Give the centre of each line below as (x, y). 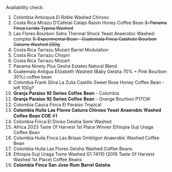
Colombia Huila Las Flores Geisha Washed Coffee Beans (73, 149)
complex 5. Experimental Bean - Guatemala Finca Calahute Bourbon (85, 39)
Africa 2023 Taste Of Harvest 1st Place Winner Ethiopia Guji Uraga (83, 127)
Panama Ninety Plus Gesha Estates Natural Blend (65, 66)
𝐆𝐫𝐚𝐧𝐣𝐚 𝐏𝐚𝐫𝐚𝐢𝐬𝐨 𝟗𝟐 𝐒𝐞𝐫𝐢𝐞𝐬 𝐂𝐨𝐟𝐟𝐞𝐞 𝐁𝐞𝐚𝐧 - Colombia (66, 93)
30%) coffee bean (33, 77)
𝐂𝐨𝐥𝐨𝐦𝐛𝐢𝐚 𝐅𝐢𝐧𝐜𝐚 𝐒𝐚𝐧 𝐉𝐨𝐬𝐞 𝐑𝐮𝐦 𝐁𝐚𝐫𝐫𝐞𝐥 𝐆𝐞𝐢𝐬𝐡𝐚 (62, 165)
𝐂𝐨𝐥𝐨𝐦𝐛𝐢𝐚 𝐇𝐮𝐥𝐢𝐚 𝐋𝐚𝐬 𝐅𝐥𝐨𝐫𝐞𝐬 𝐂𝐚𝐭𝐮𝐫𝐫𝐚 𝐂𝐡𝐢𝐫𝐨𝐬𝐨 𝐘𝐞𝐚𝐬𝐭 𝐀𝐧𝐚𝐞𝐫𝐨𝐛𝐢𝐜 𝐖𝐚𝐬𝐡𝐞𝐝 (87, 110)
